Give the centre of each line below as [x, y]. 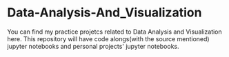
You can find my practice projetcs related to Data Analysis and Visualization [114, 32]
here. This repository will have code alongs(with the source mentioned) [108, 38]
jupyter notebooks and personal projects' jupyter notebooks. [93, 46]
